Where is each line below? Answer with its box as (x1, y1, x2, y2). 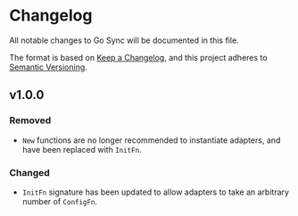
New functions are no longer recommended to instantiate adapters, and (21, 135, 281, 145)
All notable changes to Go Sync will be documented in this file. (9, 35, 239, 46)
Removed (9, 114, 52, 127)
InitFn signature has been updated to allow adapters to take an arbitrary (21, 187, 290, 197)
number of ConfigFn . (21, 195, 98, 206)
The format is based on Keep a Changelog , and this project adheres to (9, 52, 268, 62)
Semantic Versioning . (9, 62, 87, 72)
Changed (9, 166, 51, 179)
